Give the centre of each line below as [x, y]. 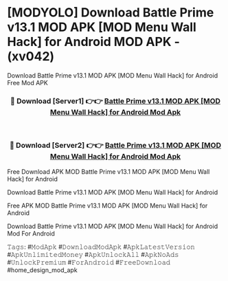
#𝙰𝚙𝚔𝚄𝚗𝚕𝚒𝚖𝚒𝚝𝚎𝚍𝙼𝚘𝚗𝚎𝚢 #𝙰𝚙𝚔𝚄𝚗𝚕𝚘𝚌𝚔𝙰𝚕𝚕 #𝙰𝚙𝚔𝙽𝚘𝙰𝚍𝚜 [93, 254]
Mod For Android [31, 233]
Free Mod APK [27, 82]
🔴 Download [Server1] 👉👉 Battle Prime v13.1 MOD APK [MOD [115, 101]
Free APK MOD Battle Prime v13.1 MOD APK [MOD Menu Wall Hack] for [107, 205]
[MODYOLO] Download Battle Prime [111, 13]
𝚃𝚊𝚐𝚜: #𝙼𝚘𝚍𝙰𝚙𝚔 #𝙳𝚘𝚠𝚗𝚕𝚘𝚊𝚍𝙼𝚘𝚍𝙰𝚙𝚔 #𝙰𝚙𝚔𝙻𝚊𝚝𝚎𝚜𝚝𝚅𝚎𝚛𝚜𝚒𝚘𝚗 [101, 247]
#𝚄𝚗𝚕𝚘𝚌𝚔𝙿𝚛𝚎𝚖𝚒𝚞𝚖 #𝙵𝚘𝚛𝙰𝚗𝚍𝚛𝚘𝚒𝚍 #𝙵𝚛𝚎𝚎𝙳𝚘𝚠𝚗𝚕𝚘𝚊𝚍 [89, 262]
